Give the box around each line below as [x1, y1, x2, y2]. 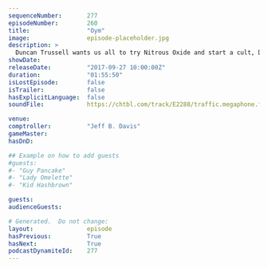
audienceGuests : [8, 203, 62, 211]
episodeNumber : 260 [8, 19, 98, 27]
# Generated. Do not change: [8, 217, 109, 226]
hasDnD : [8, 137, 34, 145]
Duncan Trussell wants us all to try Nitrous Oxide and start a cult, [15, 49, 255, 57]
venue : [8, 115, 30, 124]
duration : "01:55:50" [8, 71, 124, 79]
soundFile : [8, 100, 45, 108]
